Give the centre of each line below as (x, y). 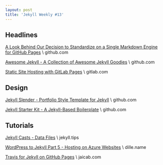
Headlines (21, 35)
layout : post (19, 10)
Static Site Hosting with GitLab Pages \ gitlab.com (57, 72)
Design (17, 88)
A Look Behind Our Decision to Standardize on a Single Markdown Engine (81, 47)
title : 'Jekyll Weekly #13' (35, 15)
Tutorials (19, 126)
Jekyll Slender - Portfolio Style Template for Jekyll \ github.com (71, 100)
